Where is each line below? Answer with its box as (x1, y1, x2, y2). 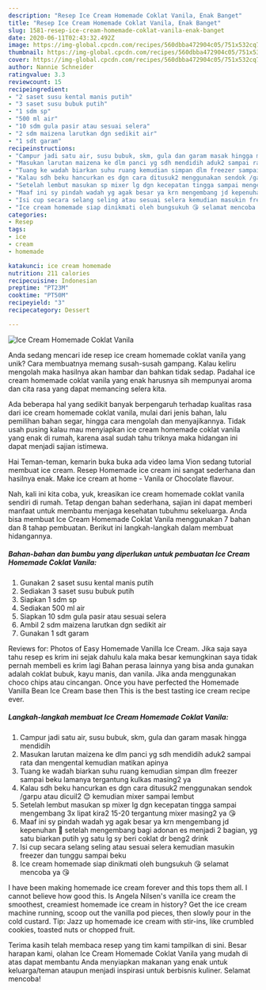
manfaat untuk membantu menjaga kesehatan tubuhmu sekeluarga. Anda (8, 505, 248, 516)
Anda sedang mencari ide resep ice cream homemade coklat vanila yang (8, 350, 246, 359)
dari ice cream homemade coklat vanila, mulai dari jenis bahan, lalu (8, 408, 227, 417)
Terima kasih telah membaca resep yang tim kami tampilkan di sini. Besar (8, 940, 247, 950)
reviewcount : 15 (8, 78, 62, 86)
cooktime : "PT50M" (8, 291, 69, 300)
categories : (8, 211, 47, 219)
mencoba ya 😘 (19, 867, 70, 877)
